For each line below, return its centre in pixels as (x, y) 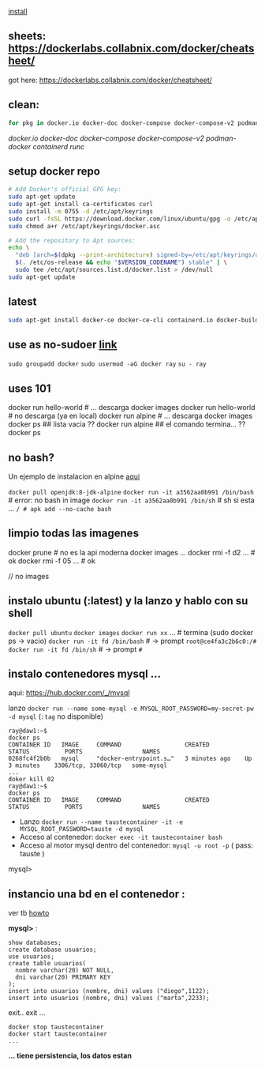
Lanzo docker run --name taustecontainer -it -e (101, 822)
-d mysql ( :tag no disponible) (56, 716)
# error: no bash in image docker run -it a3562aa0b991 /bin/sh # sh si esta (131, 500)
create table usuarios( (47, 964)
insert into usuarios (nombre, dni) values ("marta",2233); (109, 998)
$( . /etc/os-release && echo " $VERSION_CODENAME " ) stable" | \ (121, 263)
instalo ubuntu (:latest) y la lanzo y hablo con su (128, 601)
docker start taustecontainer (58, 1034)
